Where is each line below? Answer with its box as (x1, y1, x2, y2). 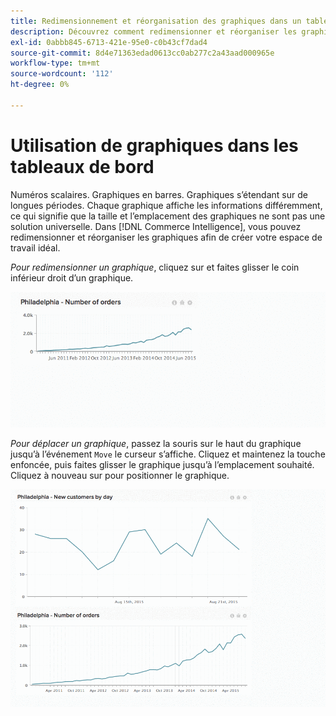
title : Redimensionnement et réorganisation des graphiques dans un (10, 16, 302, 26)
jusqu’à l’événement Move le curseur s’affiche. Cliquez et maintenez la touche (10, 448, 326, 460)
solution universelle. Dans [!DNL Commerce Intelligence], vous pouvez (10, 220, 302, 232)
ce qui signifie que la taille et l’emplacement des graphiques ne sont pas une (10, 210, 326, 222)
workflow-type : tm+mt (10, 58, 101, 69)
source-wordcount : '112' (10, 69, 114, 79)
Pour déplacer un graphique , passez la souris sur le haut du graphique (10, 437, 302, 449)
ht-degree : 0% (10, 80, 70, 90)
